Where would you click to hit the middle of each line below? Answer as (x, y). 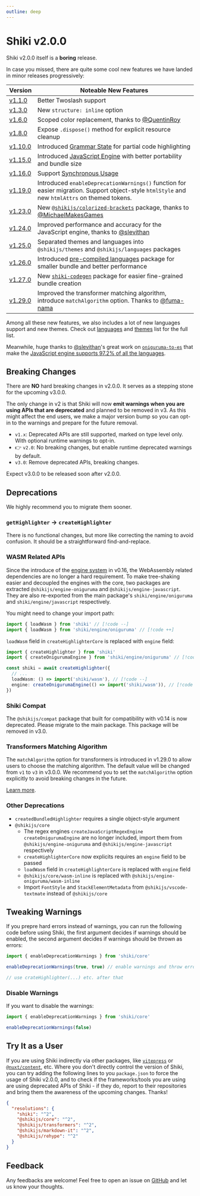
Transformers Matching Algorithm (57, 747)
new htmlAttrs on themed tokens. (85, 198)
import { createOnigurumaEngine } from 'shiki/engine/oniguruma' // (93, 658)
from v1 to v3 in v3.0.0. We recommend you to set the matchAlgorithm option (99, 772)
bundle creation (60, 283)
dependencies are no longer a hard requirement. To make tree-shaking (93, 576)
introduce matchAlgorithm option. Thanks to (98, 300)
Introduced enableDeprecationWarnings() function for (112, 183)
